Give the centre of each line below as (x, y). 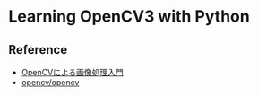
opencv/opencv (50, 82)
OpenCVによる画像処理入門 (72, 72)
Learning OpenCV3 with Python (129, 17)
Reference (38, 50)
